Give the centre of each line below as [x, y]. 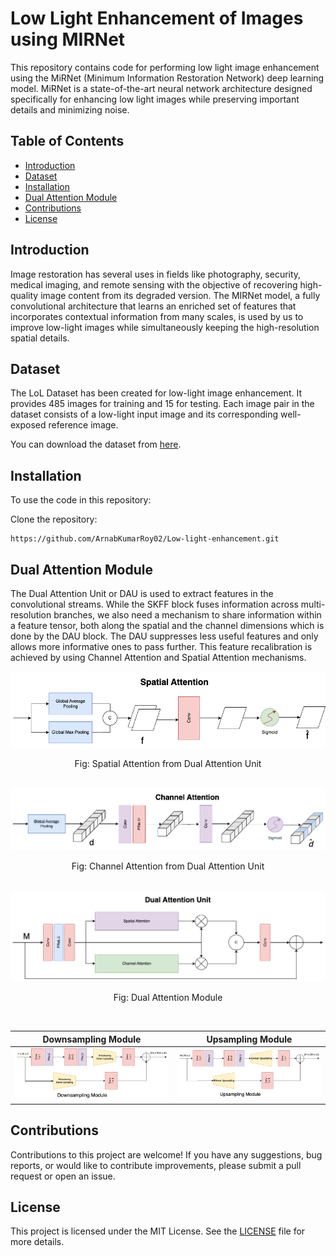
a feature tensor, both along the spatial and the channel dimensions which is [167, 625]
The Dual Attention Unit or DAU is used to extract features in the [142, 593]
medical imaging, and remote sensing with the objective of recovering [154, 284]
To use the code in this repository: [81, 500]
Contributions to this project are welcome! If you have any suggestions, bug [166, 1154]
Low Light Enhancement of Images [157, 18]
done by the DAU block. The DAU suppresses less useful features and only [164, 636]
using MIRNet [68, 39]
